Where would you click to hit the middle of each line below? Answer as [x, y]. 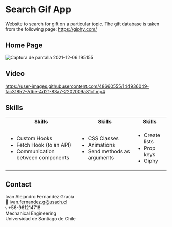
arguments [101, 158]
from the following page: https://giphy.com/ [51, 29]
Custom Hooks [35, 138]
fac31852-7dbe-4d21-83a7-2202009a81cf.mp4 [56, 91]
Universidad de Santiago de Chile [40, 219]
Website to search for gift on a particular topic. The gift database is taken [82, 24]
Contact [18, 184]
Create [152, 135]
